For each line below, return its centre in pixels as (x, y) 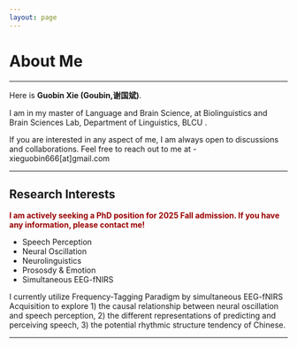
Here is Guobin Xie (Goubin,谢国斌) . (76, 95)
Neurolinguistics (52, 261)
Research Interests (62, 194)
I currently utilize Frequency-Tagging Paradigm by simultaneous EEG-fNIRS (146, 297)
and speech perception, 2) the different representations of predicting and (143, 316)
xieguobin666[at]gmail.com (60, 158)
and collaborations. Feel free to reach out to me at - (103, 149)
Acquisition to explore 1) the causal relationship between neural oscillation (144, 306)
